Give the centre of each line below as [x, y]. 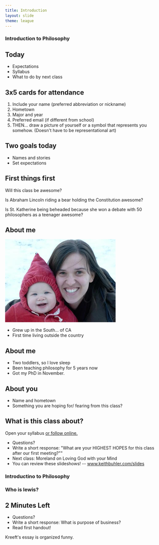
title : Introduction [26, 10]
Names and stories [31, 158]
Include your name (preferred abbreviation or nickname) [69, 104]
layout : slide [20, 16]
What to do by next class [37, 77]
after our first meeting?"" [37, 453]
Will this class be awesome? [34, 190]
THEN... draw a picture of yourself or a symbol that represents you [79, 125]
